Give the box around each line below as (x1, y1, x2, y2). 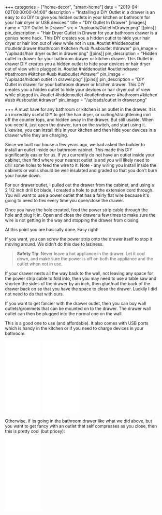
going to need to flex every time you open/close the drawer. (5, 198, 124, 203)
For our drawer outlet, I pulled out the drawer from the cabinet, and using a (5, 182, 154, 188)
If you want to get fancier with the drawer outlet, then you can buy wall (5, 301, 146, 306)
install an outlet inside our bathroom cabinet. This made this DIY (5, 147, 133, 153)
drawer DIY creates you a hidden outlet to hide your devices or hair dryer (5, 61, 151, 67)
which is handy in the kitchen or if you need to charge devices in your (5, 326, 144, 331)
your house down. (5, 172, 41, 178)
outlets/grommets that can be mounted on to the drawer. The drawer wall (5, 306, 151, 311)
